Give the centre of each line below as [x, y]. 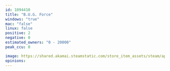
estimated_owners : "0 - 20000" [38, 42]
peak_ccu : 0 [18, 47]
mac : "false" [19, 24]
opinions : [16, 60]
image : [12, 56]
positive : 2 [18, 33]
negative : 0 [18, 38]
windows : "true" [22, 19]
